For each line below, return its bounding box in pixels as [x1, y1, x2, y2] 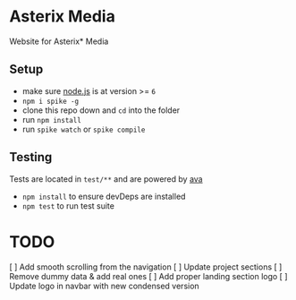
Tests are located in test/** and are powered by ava [9, 173, 203, 184]
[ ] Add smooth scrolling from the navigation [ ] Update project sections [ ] [9, 261, 283, 272]
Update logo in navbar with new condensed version [9, 280, 199, 291]
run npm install [21, 114, 82, 124]
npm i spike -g [21, 97, 80, 106]
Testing [9, 150, 53, 165]
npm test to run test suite [21, 200, 114, 211]
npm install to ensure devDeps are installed [21, 191, 186, 201]
